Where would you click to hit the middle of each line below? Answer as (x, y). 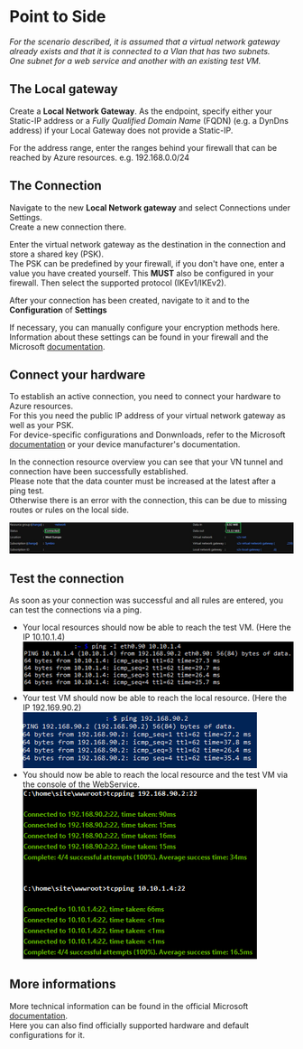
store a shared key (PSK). (57, 254)
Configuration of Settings (58, 310)
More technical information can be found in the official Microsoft (129, 1006)
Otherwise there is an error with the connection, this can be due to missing (148, 501)
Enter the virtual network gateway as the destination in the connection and (147, 244)
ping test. (27, 491)
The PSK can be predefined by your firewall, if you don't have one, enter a (147, 263)
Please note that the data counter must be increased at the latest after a (143, 482)
